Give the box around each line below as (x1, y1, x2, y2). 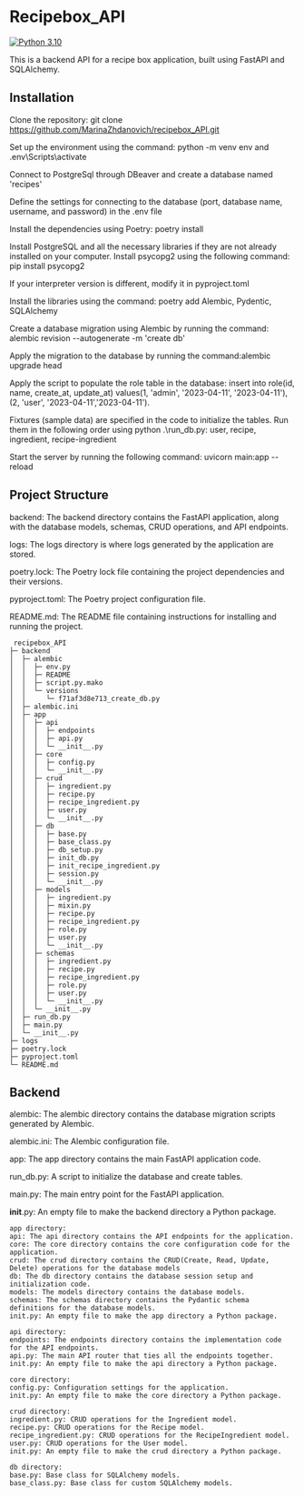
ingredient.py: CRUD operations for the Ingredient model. (9, 1415, 238, 1424)
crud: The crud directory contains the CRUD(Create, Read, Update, (9, 1256, 270, 1265)
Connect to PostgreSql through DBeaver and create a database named (9, 168, 274, 179)
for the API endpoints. (9, 1343, 100, 1352)
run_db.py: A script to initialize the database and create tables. (9, 1171, 243, 1182)
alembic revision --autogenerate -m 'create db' (9, 332, 186, 343)
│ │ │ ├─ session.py (9, 869, 100, 879)
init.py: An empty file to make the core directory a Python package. (9, 1392, 282, 1401)
